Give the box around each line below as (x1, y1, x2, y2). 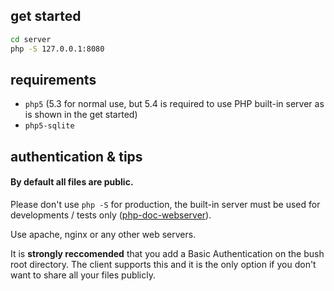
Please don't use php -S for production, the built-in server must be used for (10, 198, 321, 210)
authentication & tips (10, 148, 143, 165)
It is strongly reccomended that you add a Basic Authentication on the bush (10, 247, 325, 259)
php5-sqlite (24, 121, 75, 131)
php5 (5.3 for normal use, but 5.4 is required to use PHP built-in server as (24, 98, 325, 110)
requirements (10, 71, 97, 88)
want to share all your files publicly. (10, 269, 157, 281)
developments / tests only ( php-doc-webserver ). (10, 209, 212, 221)
